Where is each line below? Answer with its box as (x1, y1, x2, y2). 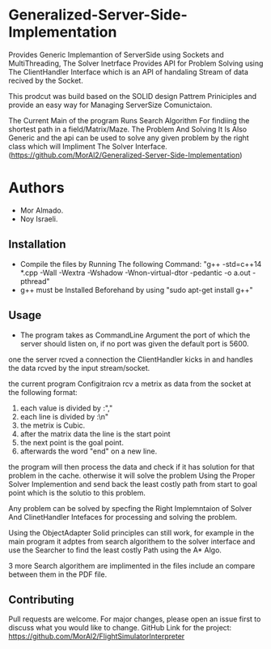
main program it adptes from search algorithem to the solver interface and (8, 536, 256, 546)
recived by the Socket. (8, 75, 83, 85)
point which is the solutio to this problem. (8, 488, 146, 497)
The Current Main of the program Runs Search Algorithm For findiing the (8, 115, 250, 125)
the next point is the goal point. (19, 437, 124, 447)
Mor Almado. (19, 205, 64, 215)
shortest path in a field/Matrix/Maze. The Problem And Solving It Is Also (8, 124, 248, 134)
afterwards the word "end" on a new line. (19, 446, 158, 456)
